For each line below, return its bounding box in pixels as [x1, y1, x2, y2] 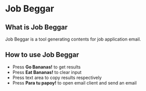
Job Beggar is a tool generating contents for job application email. [5, 36, 141, 42]
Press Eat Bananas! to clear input [12, 69, 81, 75]
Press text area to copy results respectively [12, 74, 102, 80]
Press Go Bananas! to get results [12, 63, 81, 70]
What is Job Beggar [5, 23, 68, 31]
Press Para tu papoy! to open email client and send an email [12, 79, 137, 85]
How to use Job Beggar [5, 50, 79, 59]
